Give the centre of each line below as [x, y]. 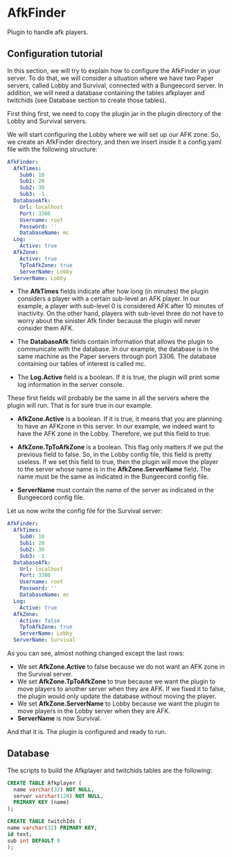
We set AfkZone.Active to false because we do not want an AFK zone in [121, 667]
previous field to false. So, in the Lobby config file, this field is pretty [115, 455]
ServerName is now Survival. [59, 718]
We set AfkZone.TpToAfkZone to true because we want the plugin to [116, 681]
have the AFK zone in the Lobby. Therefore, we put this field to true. [114, 434]
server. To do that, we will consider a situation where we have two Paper [110, 78]
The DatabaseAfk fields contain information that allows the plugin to [115, 342]
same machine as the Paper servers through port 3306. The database [117, 356]
